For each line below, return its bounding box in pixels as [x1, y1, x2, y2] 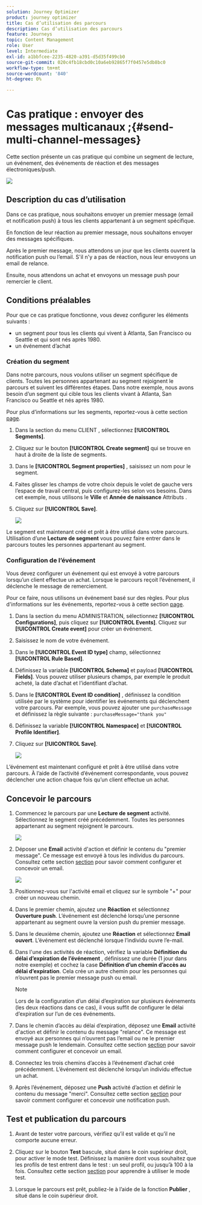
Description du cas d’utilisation [6, 194, 126, 205]
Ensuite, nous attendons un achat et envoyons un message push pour [6, 271, 180, 278]
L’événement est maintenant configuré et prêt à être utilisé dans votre [6, 763, 179, 771]
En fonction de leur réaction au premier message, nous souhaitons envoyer [6, 229, 193, 236]
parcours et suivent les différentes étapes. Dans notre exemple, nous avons [6, 384, 194, 391]
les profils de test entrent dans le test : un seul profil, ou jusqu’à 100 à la [14, 1161, 194, 1168]
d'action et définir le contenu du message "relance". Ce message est [14, 1028, 186, 1035]
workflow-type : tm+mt [6, 65, 61, 71]
